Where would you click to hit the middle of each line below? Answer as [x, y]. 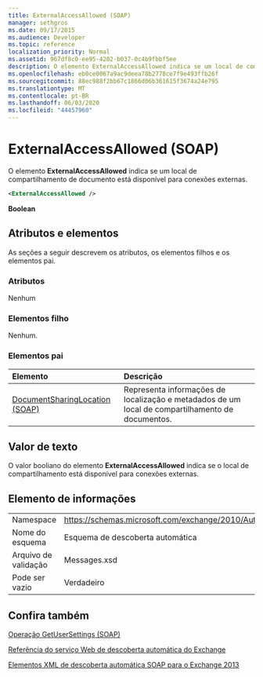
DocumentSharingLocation [61, 399]
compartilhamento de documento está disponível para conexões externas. [128, 179]
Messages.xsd [90, 560]
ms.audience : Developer [47, 37]
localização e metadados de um [182, 399]
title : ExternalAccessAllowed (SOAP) [70, 15]
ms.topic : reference [42, 45]
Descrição [143, 376]
